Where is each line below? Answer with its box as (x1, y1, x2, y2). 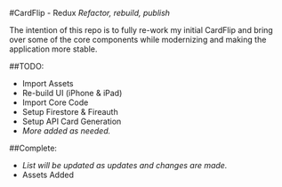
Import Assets (21, 78, 74, 88)
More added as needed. (21, 126, 111, 136)
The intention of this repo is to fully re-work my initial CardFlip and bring (9, 25, 273, 35)
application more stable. (9, 44, 98, 54)
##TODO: (9, 61, 44, 71)
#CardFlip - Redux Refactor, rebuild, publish (9, 8, 171, 18)
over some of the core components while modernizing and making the (9, 35, 267, 45)
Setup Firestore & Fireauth (21, 107, 118, 117)
